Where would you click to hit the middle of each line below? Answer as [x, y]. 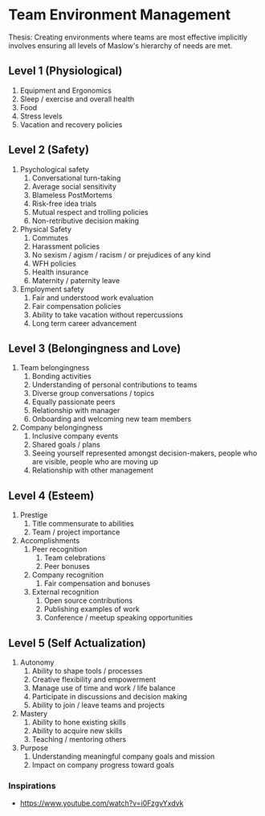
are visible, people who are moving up [95, 462]
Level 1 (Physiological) [65, 71]
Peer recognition [59, 550]
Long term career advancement [84, 323]
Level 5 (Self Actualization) [77, 643]
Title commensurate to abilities [83, 524]
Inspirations [32, 785]
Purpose [34, 748]
